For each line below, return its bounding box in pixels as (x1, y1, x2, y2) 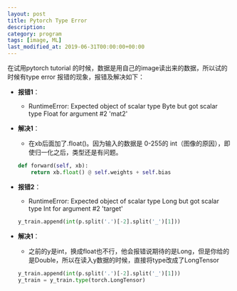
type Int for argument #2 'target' (28, 204, 123, 213)
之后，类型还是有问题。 (53, 148, 122, 156)
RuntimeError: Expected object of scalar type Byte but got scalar (28, 102, 218, 110)
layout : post (7, 10, 46, 18)
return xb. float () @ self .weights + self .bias (31, 168, 172, 176)
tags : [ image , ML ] (7, 37, 62, 44)
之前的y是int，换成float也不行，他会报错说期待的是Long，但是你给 (28, 246, 223, 256)
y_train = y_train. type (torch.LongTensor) (17, 276, 146, 284)
